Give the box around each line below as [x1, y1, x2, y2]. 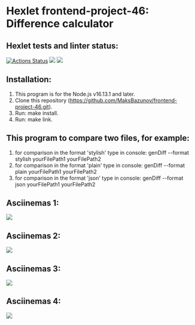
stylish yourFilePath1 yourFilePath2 [14, 155, 102, 162]
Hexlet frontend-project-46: [6, 4, 150, 18]
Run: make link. [14, 115, 53, 123]
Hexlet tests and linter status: [6, 41, 118, 51]
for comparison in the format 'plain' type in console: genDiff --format [14, 161, 185, 168]
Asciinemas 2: [6, 231, 61, 241]
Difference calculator [6, 17, 114, 30]
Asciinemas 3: [6, 263, 61, 274]
